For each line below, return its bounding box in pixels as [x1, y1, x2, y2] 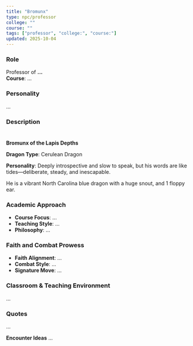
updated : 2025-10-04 [6, 36, 57, 42]
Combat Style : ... [14, 261, 57, 268]
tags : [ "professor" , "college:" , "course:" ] [6, 31, 117, 36]
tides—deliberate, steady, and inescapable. [6, 168, 111, 175]
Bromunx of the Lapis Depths [6, 139, 79, 146]
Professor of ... [6, 69, 43, 76]
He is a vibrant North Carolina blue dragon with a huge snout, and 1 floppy [6, 180, 185, 187]
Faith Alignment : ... [14, 254, 62, 261]
